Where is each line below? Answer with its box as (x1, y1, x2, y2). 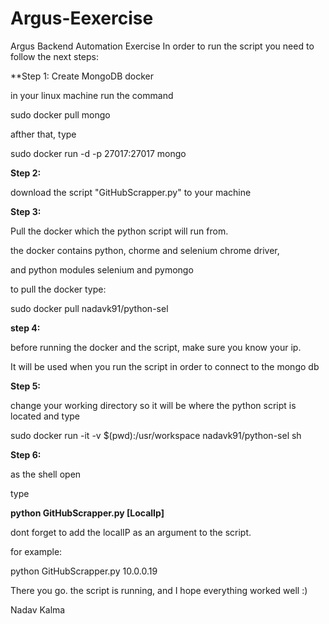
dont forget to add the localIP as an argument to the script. (10, 526, 252, 538)
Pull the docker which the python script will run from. (10, 225, 229, 237)
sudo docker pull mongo (10, 108, 111, 121)
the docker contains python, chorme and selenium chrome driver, (10, 244, 280, 256)
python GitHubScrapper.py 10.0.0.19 (10, 565, 158, 577)
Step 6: (10, 448, 42, 461)
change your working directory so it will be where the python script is (10, 399, 297, 411)
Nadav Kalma (10, 603, 66, 616)
